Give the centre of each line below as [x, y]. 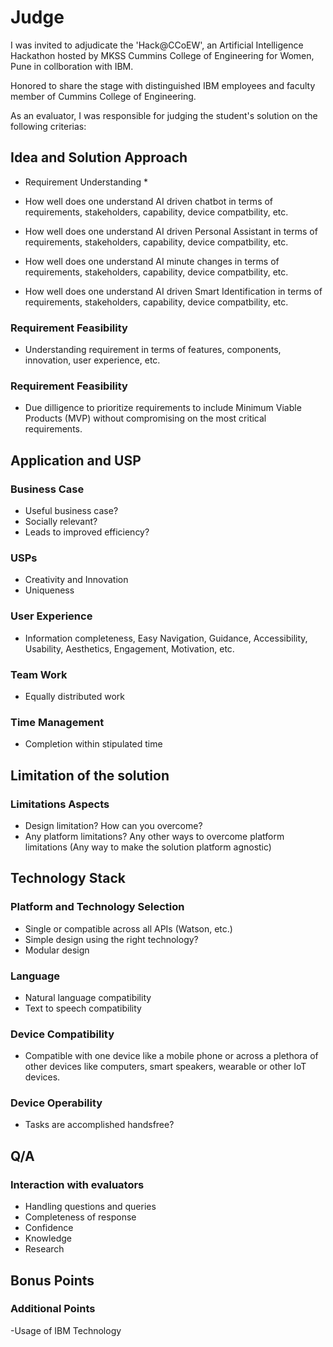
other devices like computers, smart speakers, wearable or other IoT [165, 1067]
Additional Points [53, 1309]
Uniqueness [49, 590]
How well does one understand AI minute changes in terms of [152, 261]
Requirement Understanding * [86, 182]
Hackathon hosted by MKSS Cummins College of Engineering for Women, [162, 55]
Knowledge [48, 1238]
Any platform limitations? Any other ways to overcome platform [154, 836]
